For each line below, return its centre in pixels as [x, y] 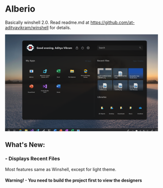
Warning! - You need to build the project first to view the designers [73, 180]
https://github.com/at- [113, 22]
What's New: [25, 145]
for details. [60, 27]
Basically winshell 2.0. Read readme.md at [47, 22]
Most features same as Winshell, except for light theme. [61, 169]
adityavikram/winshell [27, 27]
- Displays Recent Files [33, 159]
